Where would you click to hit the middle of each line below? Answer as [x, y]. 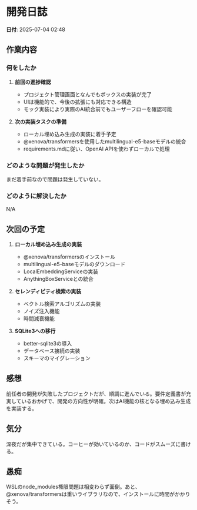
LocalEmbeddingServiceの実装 [61, 271]
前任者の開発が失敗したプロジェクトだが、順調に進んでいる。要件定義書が [96, 394]
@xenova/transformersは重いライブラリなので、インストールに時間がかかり [98, 494]
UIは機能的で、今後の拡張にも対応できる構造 [77, 102]
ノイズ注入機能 [41, 311]
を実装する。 [21, 408]
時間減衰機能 [39, 318]
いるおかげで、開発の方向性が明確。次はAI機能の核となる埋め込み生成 [106, 401]
